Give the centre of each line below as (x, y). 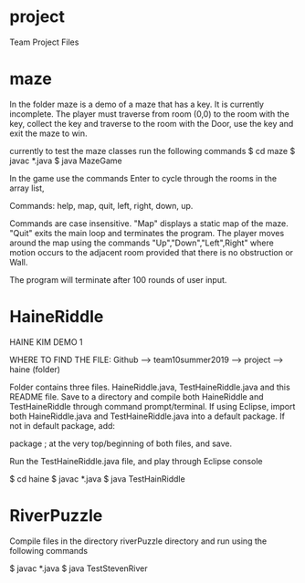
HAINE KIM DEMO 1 (46, 342)
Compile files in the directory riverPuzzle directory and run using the (138, 541)
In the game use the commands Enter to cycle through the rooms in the (143, 178)
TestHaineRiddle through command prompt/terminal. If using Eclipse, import (152, 406)
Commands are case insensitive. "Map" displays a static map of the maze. (149, 223)
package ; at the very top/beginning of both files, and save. (121, 443)
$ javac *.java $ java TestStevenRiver (79, 568)
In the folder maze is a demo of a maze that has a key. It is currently (137, 104)
